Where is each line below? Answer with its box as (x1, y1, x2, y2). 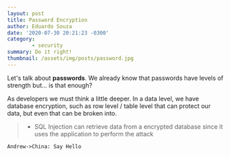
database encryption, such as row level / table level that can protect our (7, 101, 211, 110)
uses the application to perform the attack (34, 129, 154, 138)
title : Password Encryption (7, 17, 88, 23)
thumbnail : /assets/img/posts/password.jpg (7, 55, 134, 62)
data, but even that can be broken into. (7, 109, 117, 117)
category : (7, 36, 36, 43)
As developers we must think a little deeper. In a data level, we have (7, 94, 200, 103)
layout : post (7, 10, 45, 17)
